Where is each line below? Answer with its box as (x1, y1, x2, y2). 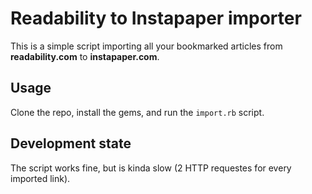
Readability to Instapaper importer (10, 7, 302, 30)
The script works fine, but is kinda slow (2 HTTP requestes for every (10, 162, 292, 174)
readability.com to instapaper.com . (10, 50, 160, 62)
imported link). (10, 172, 71, 184)
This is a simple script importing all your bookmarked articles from (10, 40, 283, 52)
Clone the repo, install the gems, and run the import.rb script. (10, 106, 265, 118)
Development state (10, 135, 132, 152)
